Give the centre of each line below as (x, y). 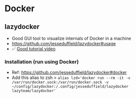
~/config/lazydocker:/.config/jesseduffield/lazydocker (70, 87)
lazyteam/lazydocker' (34, 91)
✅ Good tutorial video (34, 49)
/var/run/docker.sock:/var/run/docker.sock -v (60, 82)
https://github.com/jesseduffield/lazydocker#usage (64, 44)
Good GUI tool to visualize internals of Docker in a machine (71, 38)
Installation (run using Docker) (42, 62)
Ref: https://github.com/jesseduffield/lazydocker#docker (69, 73)
